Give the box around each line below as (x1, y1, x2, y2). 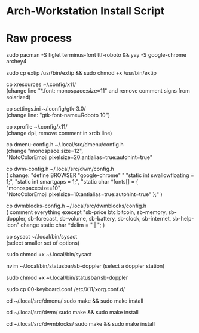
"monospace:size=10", (6, 184, 62, 192)
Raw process (6, 32, 72, 45)
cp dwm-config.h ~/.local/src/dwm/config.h (6, 166, 115, 173)
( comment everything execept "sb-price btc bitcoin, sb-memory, (6, 209, 167, 216)
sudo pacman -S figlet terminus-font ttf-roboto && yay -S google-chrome (6, 51, 187, 59)
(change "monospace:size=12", (6, 148, 84, 155)
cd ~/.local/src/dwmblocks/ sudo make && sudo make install (6, 320, 155, 328)
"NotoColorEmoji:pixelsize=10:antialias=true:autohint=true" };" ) (6, 191, 163, 198)
